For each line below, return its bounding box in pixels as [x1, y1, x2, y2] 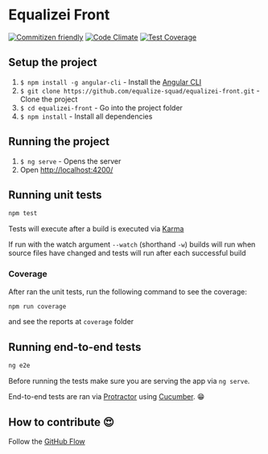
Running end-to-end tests [8, 340, 142, 354]
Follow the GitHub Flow [8, 436, 86, 446]
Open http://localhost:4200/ [19, 165, 113, 174]
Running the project [8, 135, 110, 148]
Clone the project [19, 94, 78, 104]
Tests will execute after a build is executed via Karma [8, 224, 184, 234]
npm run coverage [8, 302, 67, 310]
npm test [8, 210, 38, 218]
